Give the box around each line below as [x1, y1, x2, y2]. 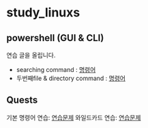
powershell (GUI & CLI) [6, 32, 104, 44]
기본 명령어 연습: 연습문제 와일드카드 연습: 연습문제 [6, 113, 141, 121]
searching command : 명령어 [16, 66, 96, 73]
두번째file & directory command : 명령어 [16, 74, 125, 82]
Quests [6, 94, 38, 106]
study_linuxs [6, 5, 80, 21]
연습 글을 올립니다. [6, 51, 56, 59]
